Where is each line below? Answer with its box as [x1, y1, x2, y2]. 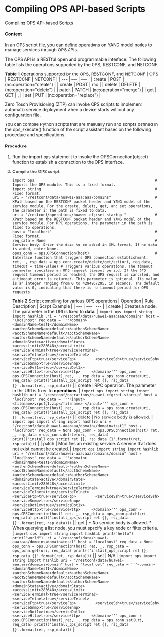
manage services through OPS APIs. [5, 47, 78, 53]
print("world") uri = [12, 536, 56, 540]
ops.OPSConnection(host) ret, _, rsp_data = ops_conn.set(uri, [12, 618, 144, 623]
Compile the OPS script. [12, 169, 61, 174]
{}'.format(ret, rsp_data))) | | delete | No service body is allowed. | [12, 414, 153, 420]
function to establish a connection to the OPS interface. [12, 159, 124, 165]
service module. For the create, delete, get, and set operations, [12, 204, 153, 209]
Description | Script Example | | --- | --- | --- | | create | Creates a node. [12, 303, 157, 309]
